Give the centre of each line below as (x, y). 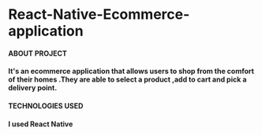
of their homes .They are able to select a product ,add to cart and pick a (127, 79)
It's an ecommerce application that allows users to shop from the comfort (131, 71)
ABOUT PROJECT (37, 53)
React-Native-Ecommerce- (99, 15)
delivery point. (33, 88)
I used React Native (41, 124)
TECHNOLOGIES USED (46, 106)
